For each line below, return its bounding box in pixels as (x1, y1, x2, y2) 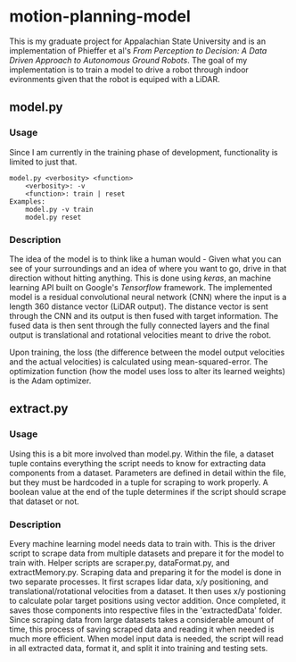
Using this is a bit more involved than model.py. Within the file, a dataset (9, 448, 275, 459)
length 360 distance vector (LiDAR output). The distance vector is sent (9, 301, 269, 312)
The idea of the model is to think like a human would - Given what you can (9, 253, 282, 264)
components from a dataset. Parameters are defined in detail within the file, (9, 467, 287, 478)
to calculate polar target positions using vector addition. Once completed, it (9, 595, 286, 606)
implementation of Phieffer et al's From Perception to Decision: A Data (9, 45, 267, 55)
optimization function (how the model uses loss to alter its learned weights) (9, 365, 286, 376)
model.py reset (25, 213, 82, 222)
